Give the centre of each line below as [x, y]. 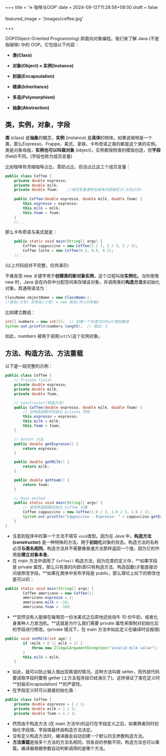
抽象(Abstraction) [31, 108]
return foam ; [36, 485]
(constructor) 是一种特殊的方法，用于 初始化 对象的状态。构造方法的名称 [85, 542]
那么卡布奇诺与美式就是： [31, 232]
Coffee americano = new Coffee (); [58, 593]
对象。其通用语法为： [27, 288]
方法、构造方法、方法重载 [44, 353]
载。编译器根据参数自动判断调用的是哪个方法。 [60, 748]
